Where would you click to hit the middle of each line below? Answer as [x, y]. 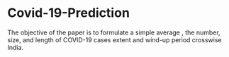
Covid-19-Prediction [68, 13]
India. [15, 47]
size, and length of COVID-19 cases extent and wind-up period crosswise [114, 39]
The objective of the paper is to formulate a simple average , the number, [114, 32]
